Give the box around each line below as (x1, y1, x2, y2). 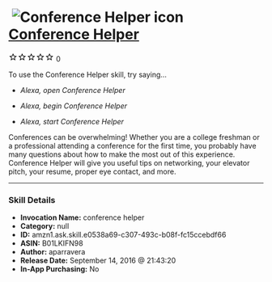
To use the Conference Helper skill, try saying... (8, 69, 168, 79)
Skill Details (8, 194, 56, 205)
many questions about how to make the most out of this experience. (8, 149, 236, 159)
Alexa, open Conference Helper (19, 85, 125, 95)
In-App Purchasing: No (19, 264, 100, 274)
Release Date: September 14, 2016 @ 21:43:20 (19, 255, 176, 266)
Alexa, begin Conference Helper (19, 101, 128, 111)
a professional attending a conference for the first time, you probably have (8, 141, 257, 150)
